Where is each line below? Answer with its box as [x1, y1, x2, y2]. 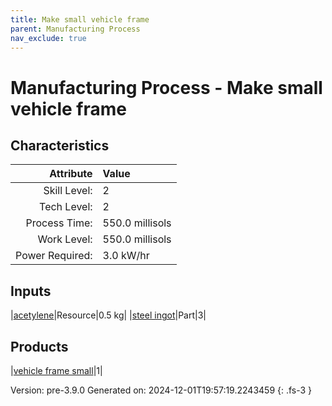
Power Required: [15, 249, 93, 263]
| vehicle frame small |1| [10, 365, 103, 376]
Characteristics [10, 137, 110, 154]
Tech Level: [39, 200, 93, 214]
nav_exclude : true [10, 33, 87, 43]
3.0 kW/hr [102, 249, 150, 263]
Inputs [10, 282, 52, 300]
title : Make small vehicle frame [10, 14, 150, 25]
